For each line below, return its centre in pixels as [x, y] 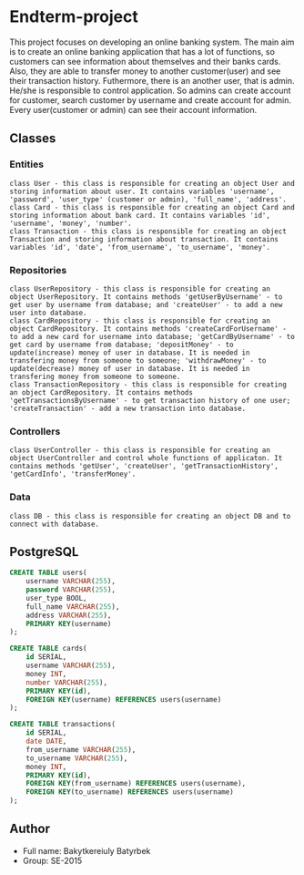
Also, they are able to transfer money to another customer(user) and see [145, 71]
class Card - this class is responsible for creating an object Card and [152, 207]
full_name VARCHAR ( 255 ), [73, 607]
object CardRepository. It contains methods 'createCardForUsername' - [148, 329]
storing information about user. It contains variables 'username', [142, 191]
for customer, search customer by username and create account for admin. [150, 100]
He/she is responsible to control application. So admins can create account [150, 90]
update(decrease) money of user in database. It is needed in [130, 368]
